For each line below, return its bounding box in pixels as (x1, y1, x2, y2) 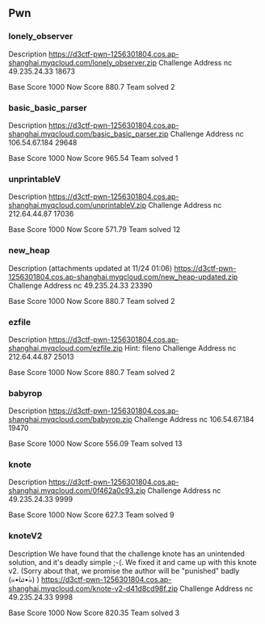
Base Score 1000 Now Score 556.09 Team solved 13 (8, 439, 183, 449)
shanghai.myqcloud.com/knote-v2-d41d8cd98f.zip (8, 584, 179, 593)
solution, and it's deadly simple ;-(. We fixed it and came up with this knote (8, 557, 257, 567)
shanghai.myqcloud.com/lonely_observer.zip (8, 57, 158, 67)
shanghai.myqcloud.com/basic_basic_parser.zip (8, 129, 169, 138)
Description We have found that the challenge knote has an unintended (8, 549, 245, 559)
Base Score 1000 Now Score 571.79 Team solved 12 (8, 225, 180, 234)
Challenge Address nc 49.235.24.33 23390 (8, 280, 153, 290)
